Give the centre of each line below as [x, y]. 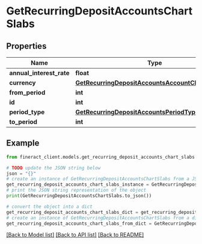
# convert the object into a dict [50, 206]
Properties [26, 46]
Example [23, 143]
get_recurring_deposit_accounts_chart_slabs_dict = [72, 212]
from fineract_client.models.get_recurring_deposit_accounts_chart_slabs [101, 157]
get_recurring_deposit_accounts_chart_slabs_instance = [78, 185]
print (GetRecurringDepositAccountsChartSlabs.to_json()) [79, 196]
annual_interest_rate [39, 73]
